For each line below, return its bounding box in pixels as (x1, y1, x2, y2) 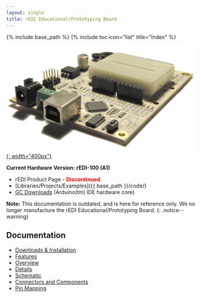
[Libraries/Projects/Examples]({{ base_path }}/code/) (14, 182, 147, 189)
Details (14, 265, 32, 273)
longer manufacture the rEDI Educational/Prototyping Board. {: (6, 207, 161, 213)
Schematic (14, 272, 42, 279)
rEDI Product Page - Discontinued (14, 176, 100, 183)
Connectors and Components (14, 278, 88, 285)
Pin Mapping (14, 284, 47, 291)
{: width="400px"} (6, 153, 52, 159)
